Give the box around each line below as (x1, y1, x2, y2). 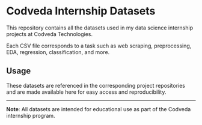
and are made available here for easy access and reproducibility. (6, 88, 167, 96)
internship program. (6, 112, 55, 119)
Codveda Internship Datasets (6, 4, 156, 18)
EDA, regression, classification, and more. (6, 48, 110, 55)
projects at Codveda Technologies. (6, 30, 93, 37)
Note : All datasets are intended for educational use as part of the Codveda (6, 105, 191, 112)
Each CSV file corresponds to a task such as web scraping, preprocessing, (6, 42, 192, 49)
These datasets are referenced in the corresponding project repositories (6, 82, 185, 89)
